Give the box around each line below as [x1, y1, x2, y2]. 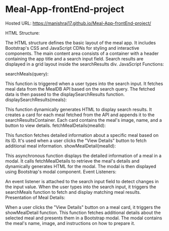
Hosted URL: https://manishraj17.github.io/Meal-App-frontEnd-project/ [5, 20, 151, 26]
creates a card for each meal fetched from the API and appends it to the [5, 112, 155, 118]
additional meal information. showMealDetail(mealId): [5, 142, 116, 149]
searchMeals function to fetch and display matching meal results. [5, 189, 141, 195]
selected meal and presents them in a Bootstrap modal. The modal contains [5, 215, 162, 221]
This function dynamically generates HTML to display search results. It [5, 106, 152, 112]
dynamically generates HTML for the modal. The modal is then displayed [5, 163, 156, 169]
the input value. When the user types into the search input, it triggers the [5, 184, 156, 190]
